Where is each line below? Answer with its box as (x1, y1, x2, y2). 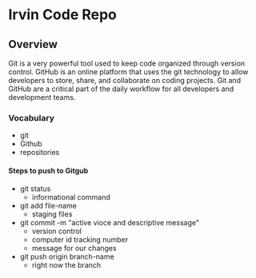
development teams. (8, 93, 76, 101)
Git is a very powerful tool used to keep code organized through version (8, 58, 246, 68)
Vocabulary (8, 112, 54, 123)
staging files (31, 209, 73, 219)
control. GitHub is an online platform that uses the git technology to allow (8, 67, 249, 77)
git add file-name (19, 201, 78, 210)
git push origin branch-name (19, 252, 114, 261)
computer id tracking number (31, 234, 129, 244)
